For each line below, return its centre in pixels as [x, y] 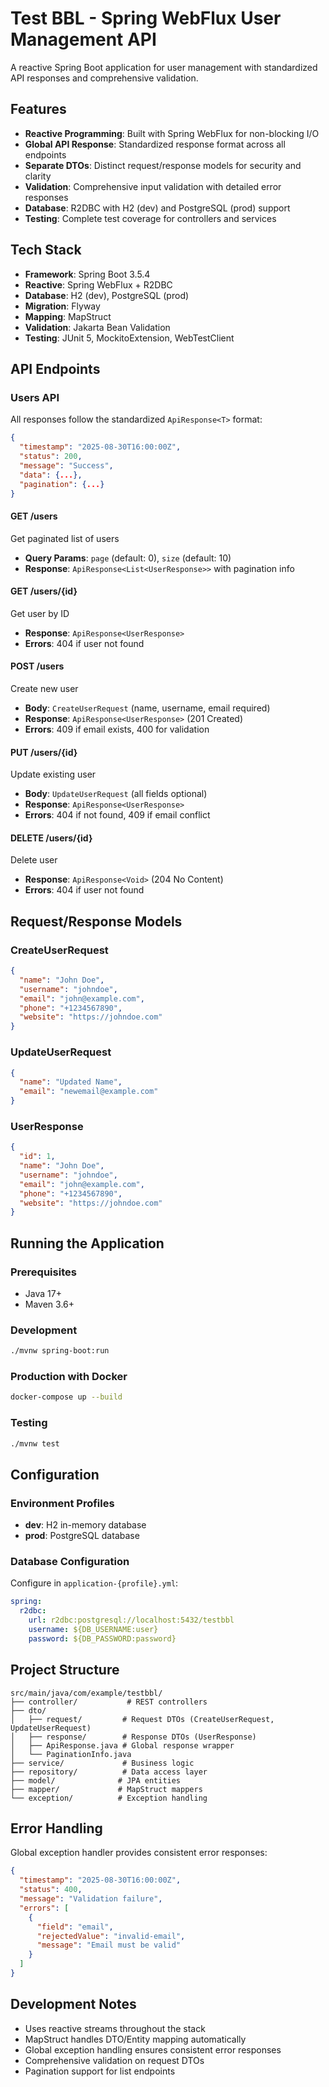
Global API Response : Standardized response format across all [155, 144]
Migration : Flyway [62, 306]
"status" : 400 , [51, 1890]
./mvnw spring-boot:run [60, 1351]
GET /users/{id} [44, 591]
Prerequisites [43, 1272]
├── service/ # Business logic [102, 1763]
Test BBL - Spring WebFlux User [146, 18]
